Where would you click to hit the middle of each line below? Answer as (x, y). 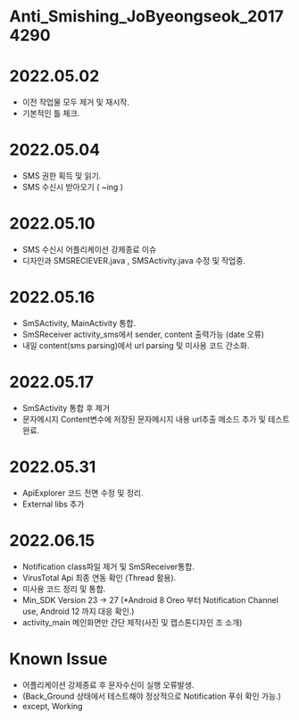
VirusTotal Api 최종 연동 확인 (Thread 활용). (99, 577)
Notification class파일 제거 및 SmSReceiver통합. (108, 566)
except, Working (52, 706)
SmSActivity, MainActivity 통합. (79, 322)
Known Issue (58, 659)
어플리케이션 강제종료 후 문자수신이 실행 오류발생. (108, 684)
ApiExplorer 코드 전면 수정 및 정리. (83, 492)
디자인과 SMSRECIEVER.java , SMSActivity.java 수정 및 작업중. (133, 260)
